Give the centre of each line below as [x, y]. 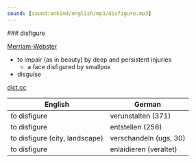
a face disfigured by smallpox [69, 66]
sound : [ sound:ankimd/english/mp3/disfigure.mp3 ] [79, 13]
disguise [29, 74]
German [148, 104]
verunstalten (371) [140, 116]
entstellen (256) [136, 127]
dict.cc [17, 87]
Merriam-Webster [32, 46]
